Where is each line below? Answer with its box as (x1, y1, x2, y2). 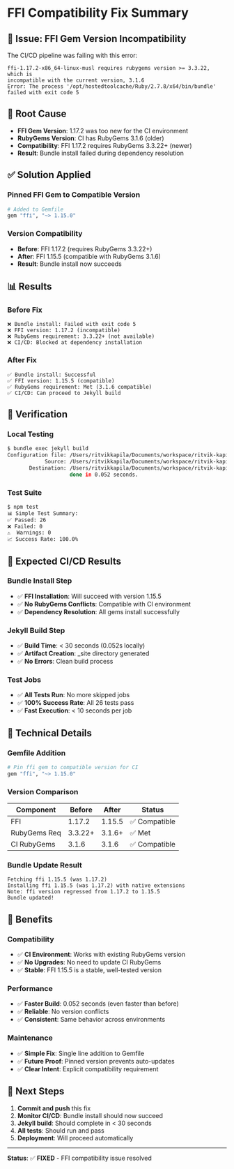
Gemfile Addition (7, 748, 66, 758)
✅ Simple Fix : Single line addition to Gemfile (17, 1049, 145, 1057)
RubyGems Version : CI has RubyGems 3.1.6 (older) (17, 134, 165, 142)
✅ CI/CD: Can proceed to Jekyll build (7, 389, 121, 396)
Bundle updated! (7, 895, 54, 902)
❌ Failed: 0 (7, 523, 43, 530)
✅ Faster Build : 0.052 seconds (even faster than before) (17, 999, 179, 1008)
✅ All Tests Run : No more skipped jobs (17, 691, 130, 699)
